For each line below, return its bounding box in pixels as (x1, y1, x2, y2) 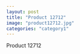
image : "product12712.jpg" (6, 20, 75, 26)
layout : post (6, 8, 39, 15)
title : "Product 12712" (6, 14, 67, 20)
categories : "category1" (6, 25, 69, 32)
